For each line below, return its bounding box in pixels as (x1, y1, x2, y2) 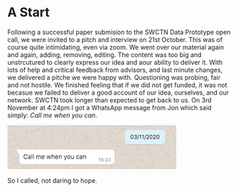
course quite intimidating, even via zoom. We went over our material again (7, 43, 225, 51)
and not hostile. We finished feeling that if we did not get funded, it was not (7, 80, 227, 89)
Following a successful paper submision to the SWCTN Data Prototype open (7, 28, 231, 36)
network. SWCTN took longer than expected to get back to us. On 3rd (7, 95, 212, 104)
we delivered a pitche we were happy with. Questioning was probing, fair (7, 73, 221, 82)
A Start (7, 4, 50, 21)
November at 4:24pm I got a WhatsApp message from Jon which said (7, 103, 212, 112)
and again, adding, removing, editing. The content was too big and (7, 50, 202, 59)
